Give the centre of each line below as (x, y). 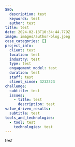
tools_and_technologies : (30, 118)
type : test (20, 64)
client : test (22, 50)
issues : (17, 95)
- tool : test (22, 122)
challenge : (16, 86)
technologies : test (33, 127)
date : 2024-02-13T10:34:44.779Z (37, 32)
